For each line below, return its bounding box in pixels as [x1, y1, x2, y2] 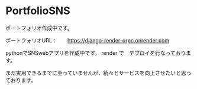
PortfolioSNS [5, 4, 70, 18]
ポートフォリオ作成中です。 [5, 24, 73, 31]
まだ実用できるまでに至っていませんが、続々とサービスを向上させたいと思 [5, 69, 187, 76]
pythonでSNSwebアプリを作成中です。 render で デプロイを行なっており [5, 49, 186, 57]
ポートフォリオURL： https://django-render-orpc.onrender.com [5, 37, 170, 44]
